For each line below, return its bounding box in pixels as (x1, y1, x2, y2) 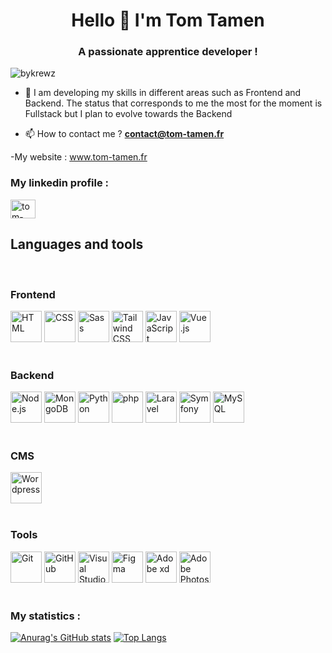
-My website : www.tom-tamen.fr (10, 151, 148, 163)
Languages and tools (10, 236, 144, 253)
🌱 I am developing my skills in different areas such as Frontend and (24, 87, 302, 99)
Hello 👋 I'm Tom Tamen (71, 9, 265, 32)
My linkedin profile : (10, 176, 110, 190)
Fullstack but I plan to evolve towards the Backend (24, 108, 233, 120)
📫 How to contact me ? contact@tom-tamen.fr (24, 128, 225, 140)
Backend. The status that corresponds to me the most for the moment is (24, 97, 323, 109)
